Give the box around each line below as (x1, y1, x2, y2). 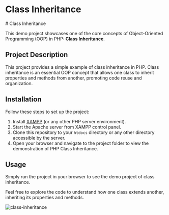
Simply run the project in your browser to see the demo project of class (5, 174, 155, 180)
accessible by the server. (12, 135, 66, 141)
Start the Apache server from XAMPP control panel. (12, 124, 121, 130)
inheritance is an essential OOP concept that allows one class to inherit (5, 69, 154, 75)
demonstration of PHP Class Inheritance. (12, 145, 98, 151)
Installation (5, 95, 42, 104)
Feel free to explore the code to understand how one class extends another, (5, 189, 164, 195)
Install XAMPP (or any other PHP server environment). (12, 118, 126, 124)
